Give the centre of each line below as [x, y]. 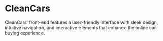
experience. [32, 33]
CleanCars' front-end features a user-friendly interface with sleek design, [81, 22]
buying [12, 33]
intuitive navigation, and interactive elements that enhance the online [76, 27]
